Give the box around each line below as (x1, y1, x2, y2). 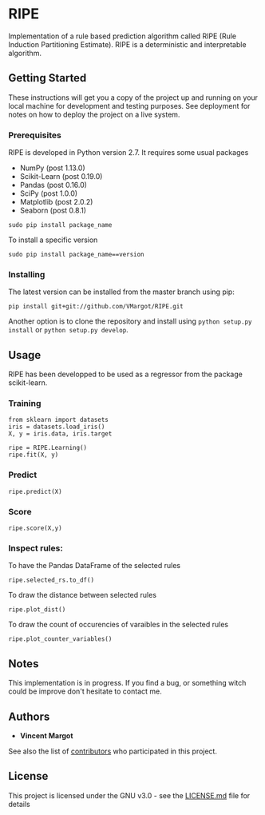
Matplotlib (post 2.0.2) (19, 197, 93, 207)
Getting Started (8, 71, 87, 85)
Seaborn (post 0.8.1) (19, 205, 86, 216)
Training (8, 398, 42, 409)
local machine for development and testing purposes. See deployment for (8, 101, 251, 110)
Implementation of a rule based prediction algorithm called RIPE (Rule (8, 31, 237, 41)
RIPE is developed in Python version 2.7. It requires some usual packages (8, 148, 249, 157)
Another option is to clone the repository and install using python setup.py (8, 316, 252, 326)
